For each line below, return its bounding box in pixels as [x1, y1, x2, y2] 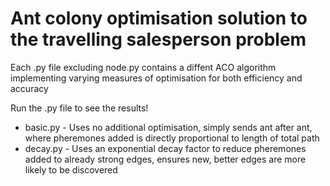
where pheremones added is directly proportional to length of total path [24, 132, 320, 144]
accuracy [10, 82, 49, 94]
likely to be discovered [24, 163, 118, 176]
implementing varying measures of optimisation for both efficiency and [10, 72, 303, 84]
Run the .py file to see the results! [10, 102, 149, 114]
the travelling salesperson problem [10, 28, 307, 51]
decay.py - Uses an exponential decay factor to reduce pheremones [24, 142, 307, 154]
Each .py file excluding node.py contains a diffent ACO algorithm [10, 61, 277, 73]
